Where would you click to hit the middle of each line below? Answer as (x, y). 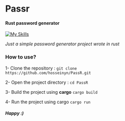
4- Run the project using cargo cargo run (48, 102)
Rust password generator (32, 23)
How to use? (21, 57)
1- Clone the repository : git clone (41, 68)
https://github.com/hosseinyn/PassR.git (48, 73)
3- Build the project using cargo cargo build (51, 92)
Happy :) (15, 113)
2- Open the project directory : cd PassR (47, 82)
